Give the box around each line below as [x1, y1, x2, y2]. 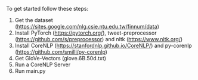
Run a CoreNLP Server [14, 61, 70, 68]
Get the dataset [14, 17, 53, 23]
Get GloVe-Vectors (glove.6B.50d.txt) [14, 55, 106, 61]
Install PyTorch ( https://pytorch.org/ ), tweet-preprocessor [14, 29, 157, 36]
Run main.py [14, 67, 46, 74]
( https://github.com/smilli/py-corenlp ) [14, 48, 107, 56]
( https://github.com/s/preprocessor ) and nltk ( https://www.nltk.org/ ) [14, 36, 183, 42]
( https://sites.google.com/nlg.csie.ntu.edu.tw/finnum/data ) [14, 23, 159, 30]
